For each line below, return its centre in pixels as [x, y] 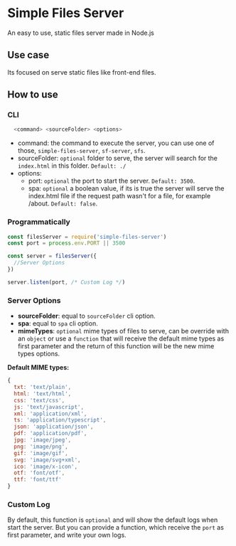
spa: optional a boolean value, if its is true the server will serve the [127, 188]
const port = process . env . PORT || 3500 [66, 243]
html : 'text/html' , [43, 394]
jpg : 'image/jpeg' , [43, 440]
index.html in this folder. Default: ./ [72, 166]
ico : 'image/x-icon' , [46, 466]
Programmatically [39, 222]
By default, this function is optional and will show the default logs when [113, 520]
